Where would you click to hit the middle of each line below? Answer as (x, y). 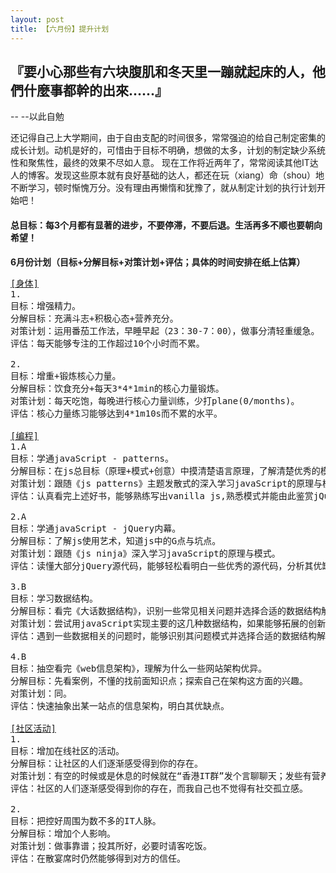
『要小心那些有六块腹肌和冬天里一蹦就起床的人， (161, 71)
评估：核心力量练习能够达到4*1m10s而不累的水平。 (116, 413)
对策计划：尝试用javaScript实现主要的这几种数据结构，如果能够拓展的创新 (168, 623)
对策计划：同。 (41, 693)
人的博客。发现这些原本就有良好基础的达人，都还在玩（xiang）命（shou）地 (167, 175)
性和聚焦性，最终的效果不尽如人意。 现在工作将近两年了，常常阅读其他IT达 (164, 163)
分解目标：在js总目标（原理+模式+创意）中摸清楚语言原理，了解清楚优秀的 (165, 470)
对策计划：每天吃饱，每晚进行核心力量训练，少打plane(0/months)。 (155, 400)
